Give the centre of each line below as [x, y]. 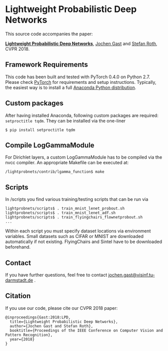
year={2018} [22, 339]
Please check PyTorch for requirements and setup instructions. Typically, [81, 82]
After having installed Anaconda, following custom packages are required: [82, 115]
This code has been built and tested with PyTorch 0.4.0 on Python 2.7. [78, 77]
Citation [18, 296]
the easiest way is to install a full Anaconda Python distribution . [71, 87]
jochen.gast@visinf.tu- [131, 275]
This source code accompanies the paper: [49, 34]
